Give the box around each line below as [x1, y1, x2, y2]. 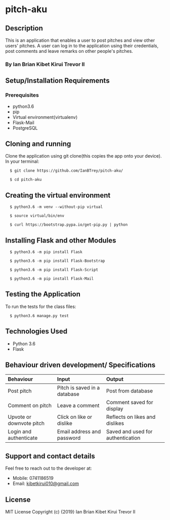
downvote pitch [8, 420, 45, 427]
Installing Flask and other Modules [5, 236, 116, 244]
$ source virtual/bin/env [10, 213, 65, 219]
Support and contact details [5, 451, 95, 461]
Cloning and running [5, 140, 71, 148]
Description [5, 24, 43, 33]
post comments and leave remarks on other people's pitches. [5, 48, 133, 54]
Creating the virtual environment [5, 191, 111, 199]
